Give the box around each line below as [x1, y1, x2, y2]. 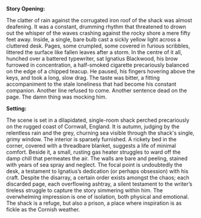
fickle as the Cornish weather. [6, 206, 80, 213]
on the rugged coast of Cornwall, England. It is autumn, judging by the [6, 123, 180, 130]
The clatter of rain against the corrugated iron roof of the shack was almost [6, 17, 193, 23]
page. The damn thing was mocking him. [6, 93, 107, 100]
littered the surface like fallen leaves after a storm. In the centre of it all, [6, 49, 182, 56]
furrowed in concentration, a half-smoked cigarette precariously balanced [6, 61, 189, 68]
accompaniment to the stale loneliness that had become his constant [6, 80, 177, 88]
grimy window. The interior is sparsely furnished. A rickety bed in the [6, 136, 177, 143]
